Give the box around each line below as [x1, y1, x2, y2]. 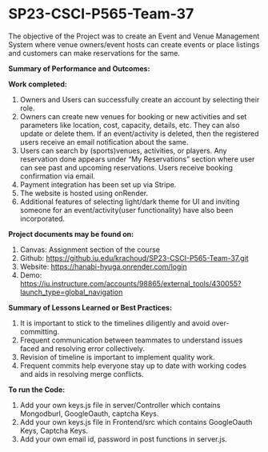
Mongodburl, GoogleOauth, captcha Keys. [19, 409, 159, 418]
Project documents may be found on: [8, 229, 134, 238]
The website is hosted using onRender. [19, 188, 149, 198]
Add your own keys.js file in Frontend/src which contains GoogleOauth [19, 417, 253, 426]
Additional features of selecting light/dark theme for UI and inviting [19, 197, 240, 206]
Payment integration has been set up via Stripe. [19, 179, 177, 189]
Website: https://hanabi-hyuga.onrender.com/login [19, 262, 187, 271]
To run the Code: [8, 385, 66, 394]
